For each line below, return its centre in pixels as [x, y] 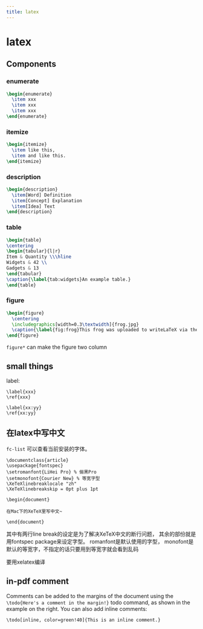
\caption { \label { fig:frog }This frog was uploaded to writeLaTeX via [100, 330]
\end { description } [29, 212]
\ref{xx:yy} [21, 413]
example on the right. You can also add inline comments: [77, 608]
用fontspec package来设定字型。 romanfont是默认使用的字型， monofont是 [100, 541]
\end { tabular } [24, 274]
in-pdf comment [38, 581]
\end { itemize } [24, 161]
